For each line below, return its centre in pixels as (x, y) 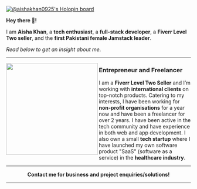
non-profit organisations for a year (142, 108)
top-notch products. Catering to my (142, 95)
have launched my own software (138, 145)
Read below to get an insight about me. (54, 49)
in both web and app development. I (142, 133)
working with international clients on (144, 89)
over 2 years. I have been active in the (145, 120)
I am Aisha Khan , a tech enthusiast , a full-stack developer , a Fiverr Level (96, 32)
